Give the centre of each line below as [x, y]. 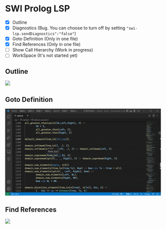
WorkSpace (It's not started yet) [45, 55]
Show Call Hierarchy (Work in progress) [53, 50]
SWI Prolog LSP [38, 9]
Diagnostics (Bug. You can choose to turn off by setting [69, 28]
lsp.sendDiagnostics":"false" [43, 34]
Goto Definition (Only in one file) [45, 39]
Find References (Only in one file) [46, 45]
